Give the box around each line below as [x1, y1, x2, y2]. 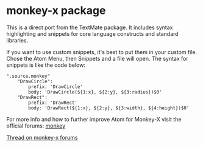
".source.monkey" [6, 73, 51, 79]
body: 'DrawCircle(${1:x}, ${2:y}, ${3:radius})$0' [28, 89, 163, 95]
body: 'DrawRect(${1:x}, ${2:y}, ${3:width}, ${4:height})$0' [28, 104, 190, 111]
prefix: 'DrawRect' [28, 100, 78, 106]
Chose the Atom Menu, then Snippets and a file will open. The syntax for [6, 55, 188, 62]
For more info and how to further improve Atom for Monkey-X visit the [6, 115, 182, 123]
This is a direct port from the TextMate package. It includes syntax [6, 24, 173, 31]
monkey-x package [6, 4, 106, 18]
